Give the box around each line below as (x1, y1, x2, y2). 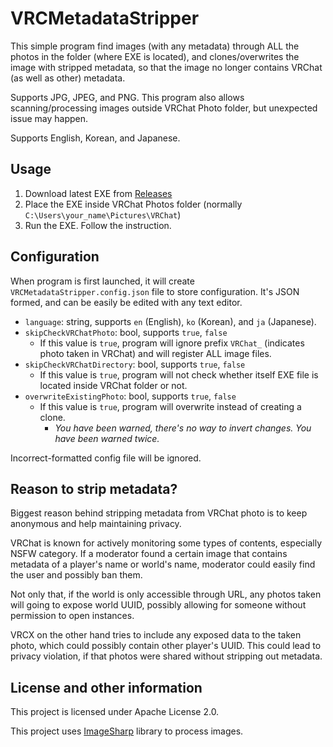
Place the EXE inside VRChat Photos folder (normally (24, 198, 243, 210)
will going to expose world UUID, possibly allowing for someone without (10, 599, 307, 611)
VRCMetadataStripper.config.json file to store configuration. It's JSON (10, 285, 300, 297)
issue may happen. (10, 112, 89, 124)
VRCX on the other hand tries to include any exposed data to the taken (10, 629, 302, 641)
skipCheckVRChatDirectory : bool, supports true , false (24, 358, 246, 370)
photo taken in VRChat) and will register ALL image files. (39, 347, 272, 359)
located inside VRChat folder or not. (39, 379, 188, 391)
